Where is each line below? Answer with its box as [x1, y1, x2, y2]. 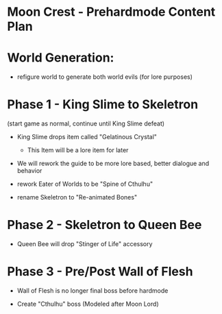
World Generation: [7, 50, 114, 66]
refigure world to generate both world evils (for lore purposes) [16, 73, 193, 81]
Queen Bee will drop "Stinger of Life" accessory [16, 240, 153, 247]
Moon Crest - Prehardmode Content [7, 4, 216, 20]
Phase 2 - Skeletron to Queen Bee [7, 217, 202, 233]
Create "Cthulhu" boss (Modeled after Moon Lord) [16, 300, 159, 308]
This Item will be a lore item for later [27, 146, 129, 154]
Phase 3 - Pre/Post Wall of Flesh [7, 264, 193, 280]
